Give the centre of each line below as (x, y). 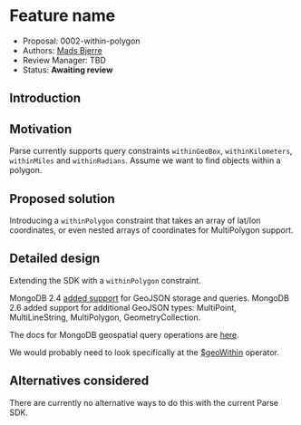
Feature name (63, 16)
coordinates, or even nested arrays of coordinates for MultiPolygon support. (151, 230)
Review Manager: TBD (64, 60)
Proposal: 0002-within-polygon (81, 41)
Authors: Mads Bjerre (62, 50)
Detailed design (55, 259)
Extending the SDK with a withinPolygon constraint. (105, 280)
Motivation (41, 129)
